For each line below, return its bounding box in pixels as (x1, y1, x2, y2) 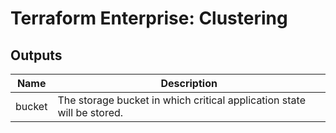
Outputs (10, 47, 63, 64)
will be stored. (57, 106, 124, 119)
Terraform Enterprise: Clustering (10, 7, 288, 30)
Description (160, 77, 218, 90)
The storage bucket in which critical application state (57, 93, 306, 107)
